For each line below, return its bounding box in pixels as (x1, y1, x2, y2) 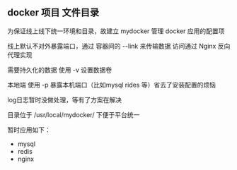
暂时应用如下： (7, 126, 51, 134)
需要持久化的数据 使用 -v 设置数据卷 (7, 66, 112, 74)
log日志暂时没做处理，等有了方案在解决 (7, 95, 122, 104)
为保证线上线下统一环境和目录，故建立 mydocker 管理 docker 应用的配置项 (7, 27, 225, 35)
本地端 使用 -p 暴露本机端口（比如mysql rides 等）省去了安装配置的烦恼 (7, 80, 216, 89)
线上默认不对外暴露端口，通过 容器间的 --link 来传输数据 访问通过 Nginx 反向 (7, 42, 231, 50)
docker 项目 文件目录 (7, 6, 100, 19)
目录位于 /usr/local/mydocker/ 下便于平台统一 (7, 110, 140, 119)
